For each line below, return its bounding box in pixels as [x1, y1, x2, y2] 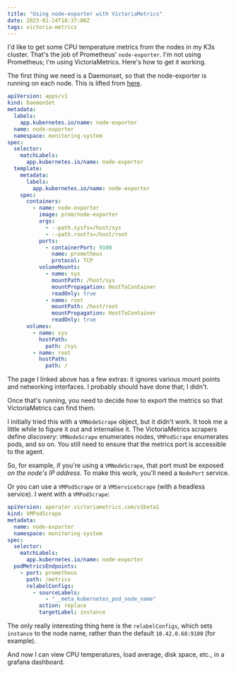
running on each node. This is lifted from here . [7, 79, 143, 88]
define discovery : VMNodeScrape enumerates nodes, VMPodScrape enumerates [7, 433, 228, 441]
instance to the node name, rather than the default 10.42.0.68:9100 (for [7, 629, 216, 637]
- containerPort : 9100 [45, 244, 112, 251]
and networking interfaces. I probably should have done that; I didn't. [7, 382, 209, 391]
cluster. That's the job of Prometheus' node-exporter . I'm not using [7, 50, 201, 59]
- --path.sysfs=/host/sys [45, 224, 122, 231]
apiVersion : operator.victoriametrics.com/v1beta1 [7, 503, 160, 511]
